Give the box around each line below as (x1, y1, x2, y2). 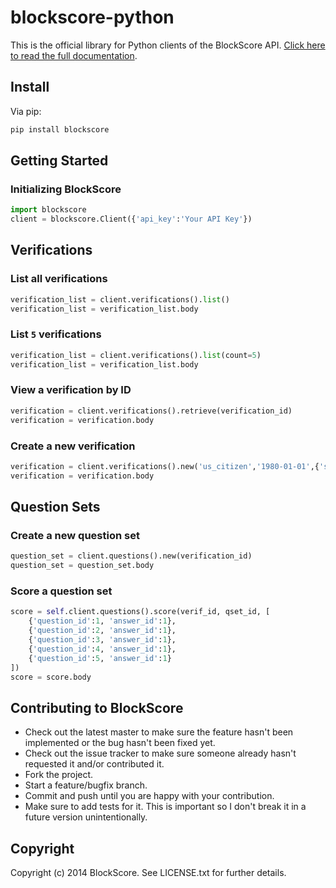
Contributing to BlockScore (10, 699, 184, 716)
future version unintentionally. (24, 811, 148, 823)
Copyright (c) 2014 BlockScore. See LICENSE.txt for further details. (10, 867, 287, 878)
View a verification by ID (10, 383, 132, 397)
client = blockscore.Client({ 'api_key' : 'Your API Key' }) (10, 214, 253, 225)
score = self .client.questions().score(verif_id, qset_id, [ (10, 607, 271, 617)
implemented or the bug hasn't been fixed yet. (24, 737, 216, 749)
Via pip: (10, 105, 42, 117)
